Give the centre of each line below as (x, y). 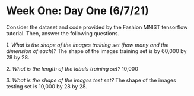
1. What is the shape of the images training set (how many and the (88, 45)
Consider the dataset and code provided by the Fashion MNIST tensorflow (97, 27)
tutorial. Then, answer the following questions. (63, 33)
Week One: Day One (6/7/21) (78, 11)
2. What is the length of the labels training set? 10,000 (72, 68)
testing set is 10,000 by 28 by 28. (47, 86)
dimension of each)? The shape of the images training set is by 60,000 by (96, 51)
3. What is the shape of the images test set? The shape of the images (91, 80)
